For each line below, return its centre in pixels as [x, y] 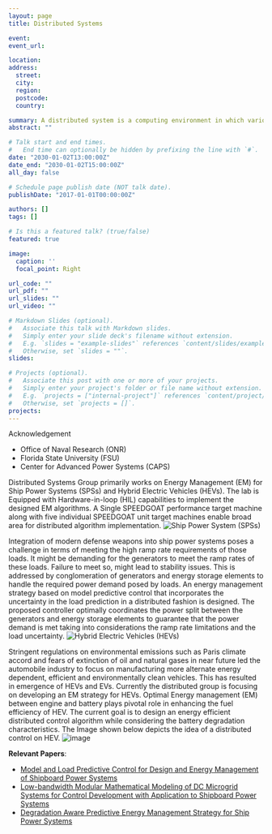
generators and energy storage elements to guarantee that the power [124, 619]
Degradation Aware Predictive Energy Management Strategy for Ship [134, 813]
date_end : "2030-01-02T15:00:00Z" [67, 165]
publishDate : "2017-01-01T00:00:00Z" [72, 195]
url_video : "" [32, 306]
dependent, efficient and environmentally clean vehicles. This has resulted [132, 677]
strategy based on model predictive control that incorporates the [116, 593]
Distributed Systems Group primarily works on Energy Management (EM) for [136, 483]
